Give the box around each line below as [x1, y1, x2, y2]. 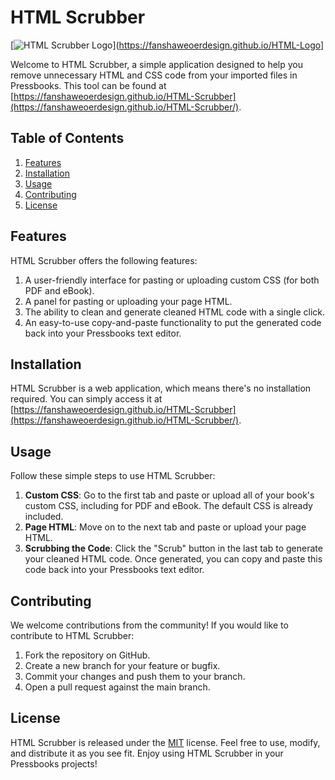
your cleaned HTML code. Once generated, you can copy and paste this [24, 553, 323, 565]
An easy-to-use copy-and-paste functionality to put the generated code [24, 316, 322, 328]
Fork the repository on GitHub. [24, 649, 151, 661]
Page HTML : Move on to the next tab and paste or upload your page [24, 521, 307, 533]
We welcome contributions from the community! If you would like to [10, 619, 289, 631]
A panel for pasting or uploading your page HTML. [24, 295, 233, 307]
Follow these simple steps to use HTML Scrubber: [10, 470, 216, 482]
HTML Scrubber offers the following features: [10, 254, 198, 266]
